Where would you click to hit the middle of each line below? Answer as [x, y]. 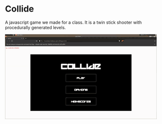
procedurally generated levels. [36, 27]
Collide [19, 9]
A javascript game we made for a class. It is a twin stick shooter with [73, 22]
